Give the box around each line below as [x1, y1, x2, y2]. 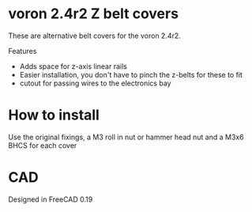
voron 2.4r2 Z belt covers [8, 5, 179, 23]
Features [8, 46, 37, 55]
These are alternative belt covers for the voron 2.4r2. [8, 31, 182, 40]
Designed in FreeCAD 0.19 [8, 195, 93, 204]
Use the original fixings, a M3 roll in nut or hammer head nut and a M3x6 [8, 132, 244, 142]
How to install [8, 106, 100, 124]
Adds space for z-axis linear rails [19, 61, 128, 71]
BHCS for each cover [8, 140, 77, 150]
